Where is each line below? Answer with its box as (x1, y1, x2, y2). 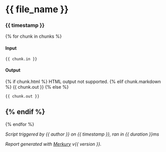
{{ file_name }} (5, 4, 69, 15)
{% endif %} (5, 108, 46, 116)
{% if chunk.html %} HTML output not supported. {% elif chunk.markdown (5, 78, 161, 85)
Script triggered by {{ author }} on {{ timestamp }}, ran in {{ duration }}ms (5, 131, 159, 137)
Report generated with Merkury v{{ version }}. (5, 141, 102, 147)
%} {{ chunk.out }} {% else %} (5, 84, 69, 90)
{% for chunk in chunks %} (5, 33, 62, 39)
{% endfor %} (5, 121, 35, 127)
